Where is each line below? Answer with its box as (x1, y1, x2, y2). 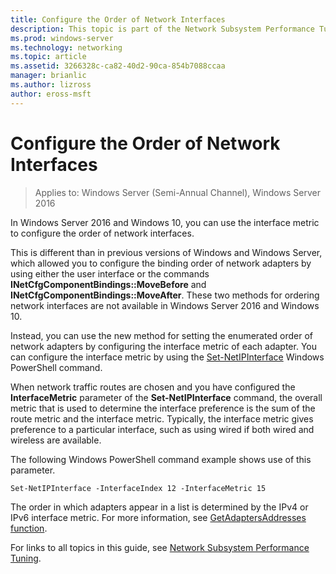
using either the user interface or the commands (10, 267, 210, 280)
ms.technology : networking (10, 42, 123, 53)
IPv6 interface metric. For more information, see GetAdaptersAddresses (10, 511, 307, 523)
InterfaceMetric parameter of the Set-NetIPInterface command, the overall (10, 391, 323, 403)
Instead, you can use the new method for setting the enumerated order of (10, 329, 314, 341)
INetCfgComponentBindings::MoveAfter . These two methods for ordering (10, 289, 320, 301)
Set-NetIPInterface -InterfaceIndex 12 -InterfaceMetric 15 (10, 483, 267, 493)
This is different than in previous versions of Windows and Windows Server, (10, 246, 323, 258)
